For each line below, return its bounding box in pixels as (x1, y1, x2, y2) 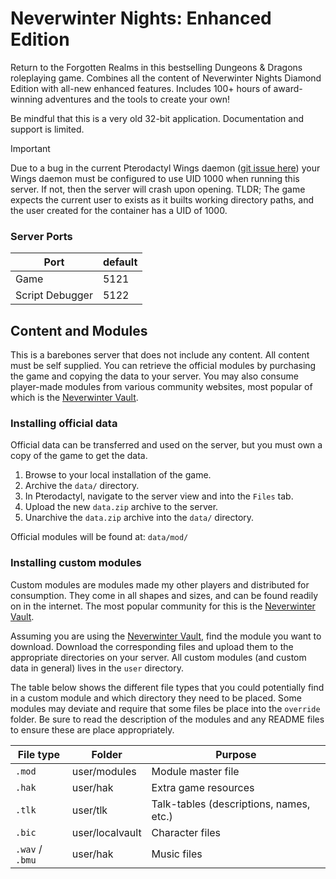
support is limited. (10, 123, 85, 135)
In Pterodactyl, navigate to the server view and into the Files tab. (24, 490, 294, 502)
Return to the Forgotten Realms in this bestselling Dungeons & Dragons (10, 61, 303, 73)
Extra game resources (151, 780, 255, 794)
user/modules (71, 764, 137, 778)
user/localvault (71, 825, 142, 839)
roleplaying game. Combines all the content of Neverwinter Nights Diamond (10, 72, 322, 84)
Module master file (151, 764, 240, 778)
